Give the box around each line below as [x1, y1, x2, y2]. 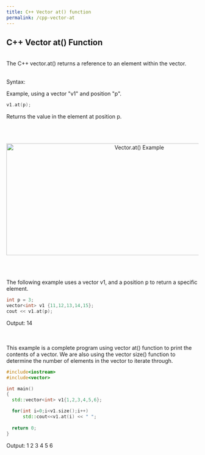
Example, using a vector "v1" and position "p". [6, 90, 122, 98]
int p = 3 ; [6, 297, 34, 303]
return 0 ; [12, 425, 37, 431]
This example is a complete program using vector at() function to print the [6, 344, 192, 351]
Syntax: [6, 78, 26, 86]
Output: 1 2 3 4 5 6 [6, 442, 53, 449]
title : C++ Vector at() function [6, 9, 92, 15]
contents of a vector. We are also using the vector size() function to [6, 351, 176, 358]
